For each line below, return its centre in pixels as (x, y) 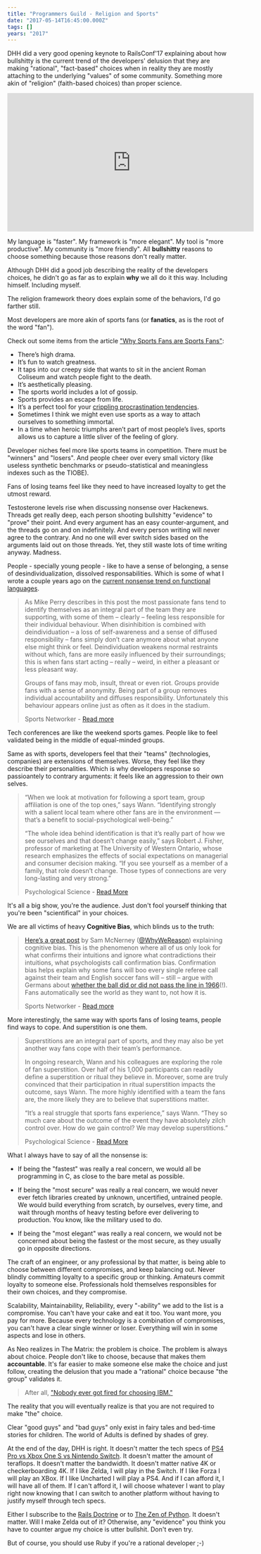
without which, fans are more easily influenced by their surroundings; (125, 654)
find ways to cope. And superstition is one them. (77, 1027)
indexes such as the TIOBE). (48, 473)
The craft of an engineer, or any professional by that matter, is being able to (117, 1262)
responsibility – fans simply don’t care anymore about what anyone (122, 639)
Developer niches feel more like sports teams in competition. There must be (117, 450)
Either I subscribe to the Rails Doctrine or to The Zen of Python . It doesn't (114, 1515)
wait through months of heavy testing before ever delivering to (108, 1212)
